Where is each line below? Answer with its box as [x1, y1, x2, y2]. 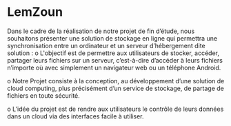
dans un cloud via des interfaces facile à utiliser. [7, 112, 144, 120]
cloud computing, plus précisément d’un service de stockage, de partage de [7, 84, 224, 92]
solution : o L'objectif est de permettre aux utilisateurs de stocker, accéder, [7, 49, 219, 57]
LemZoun [7, 4, 63, 20]
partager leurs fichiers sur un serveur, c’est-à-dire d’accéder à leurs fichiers [7, 56, 223, 64]
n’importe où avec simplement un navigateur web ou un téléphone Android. [7, 63, 221, 72]
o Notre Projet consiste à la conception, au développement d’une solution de [7, 76, 225, 85]
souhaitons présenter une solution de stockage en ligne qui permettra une [7, 34, 218, 42]
